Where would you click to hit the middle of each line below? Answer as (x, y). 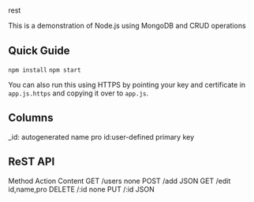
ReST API (32, 162)
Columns (31, 118)
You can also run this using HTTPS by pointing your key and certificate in (127, 85)
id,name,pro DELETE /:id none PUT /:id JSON (82, 189)
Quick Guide (39, 50)
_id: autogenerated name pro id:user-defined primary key (101, 137)
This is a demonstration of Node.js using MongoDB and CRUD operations (127, 26)
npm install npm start (45, 70)
